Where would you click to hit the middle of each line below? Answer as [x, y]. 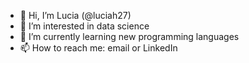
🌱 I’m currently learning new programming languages [129, 36]
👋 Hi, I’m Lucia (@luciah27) [75, 15]
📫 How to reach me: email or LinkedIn [98, 48]
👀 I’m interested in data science [84, 26]
